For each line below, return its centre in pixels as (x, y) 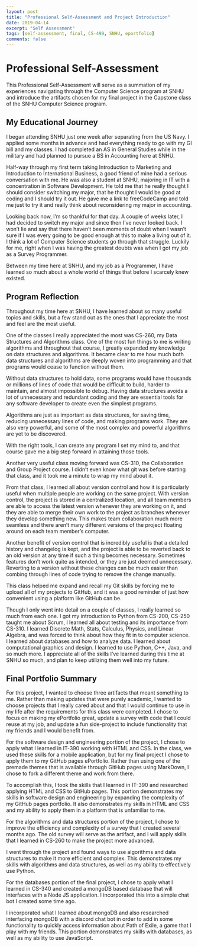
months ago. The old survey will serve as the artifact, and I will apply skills (97, 834)
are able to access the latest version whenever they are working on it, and (96, 506)
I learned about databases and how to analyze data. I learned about (88, 641)
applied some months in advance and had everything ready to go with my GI (99, 143)
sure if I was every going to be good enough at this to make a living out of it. (99, 235)
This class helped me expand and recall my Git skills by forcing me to (90, 586)
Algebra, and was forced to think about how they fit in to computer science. (98, 635)
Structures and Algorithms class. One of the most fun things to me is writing (98, 341)
